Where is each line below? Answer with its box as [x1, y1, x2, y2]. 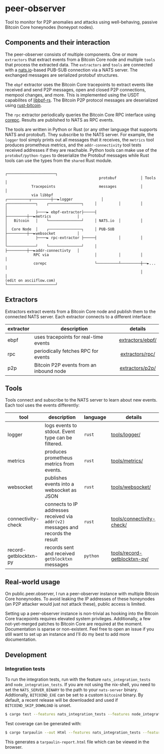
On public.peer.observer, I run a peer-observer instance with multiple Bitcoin [5, 591, 159, 597]
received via [44, 513, 73, 520]
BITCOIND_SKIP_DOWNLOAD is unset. [5, 702, 72, 708]
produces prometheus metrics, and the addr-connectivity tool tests [5, 142, 142, 148]
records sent [44, 544, 74, 551]
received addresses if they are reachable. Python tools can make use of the [5, 147, 157, 153]
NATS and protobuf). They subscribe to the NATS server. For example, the [5, 131, 154, 137]
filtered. [44, 440, 62, 447]
